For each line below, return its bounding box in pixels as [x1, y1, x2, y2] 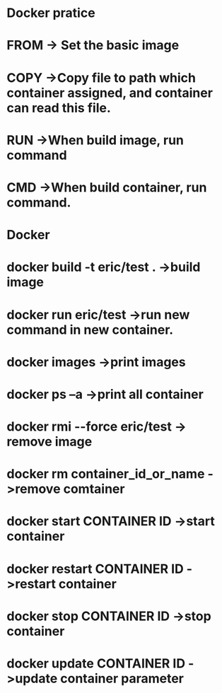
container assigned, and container [6, 85, 214, 100]
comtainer [63, 481, 125, 497]
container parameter [60, 670, 185, 687]
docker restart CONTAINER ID [6, 561, 185, 577]
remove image [6, 433, 93, 450]
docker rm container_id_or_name [6, 466, 205, 482]
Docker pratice [6, 5, 96, 21]
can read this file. [6, 100, 111, 116]
